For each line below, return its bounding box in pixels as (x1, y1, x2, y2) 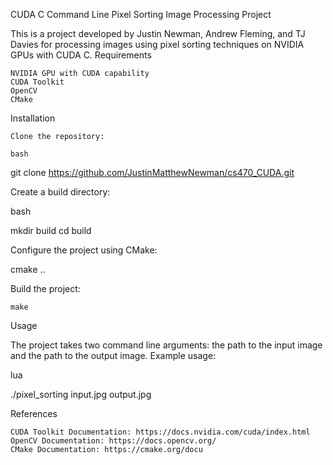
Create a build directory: (10, 186, 111, 198)
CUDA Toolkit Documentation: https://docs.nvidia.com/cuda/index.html (10, 427, 311, 437)
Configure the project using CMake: (10, 244, 158, 256)
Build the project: (10, 283, 81, 294)
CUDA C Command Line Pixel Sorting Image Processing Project (10, 9, 272, 20)
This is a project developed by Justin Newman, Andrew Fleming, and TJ (10, 28, 306, 39)
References (10, 408, 58, 419)
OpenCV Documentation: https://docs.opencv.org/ (10, 436, 217, 446)
